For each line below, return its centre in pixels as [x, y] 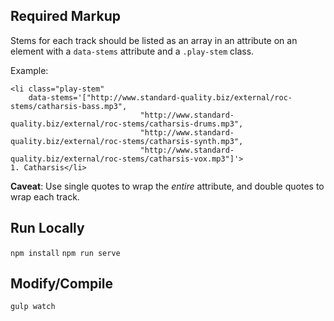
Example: [29, 70]
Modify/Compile [62, 284]
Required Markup [65, 16]
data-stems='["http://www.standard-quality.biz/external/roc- [160, 97]
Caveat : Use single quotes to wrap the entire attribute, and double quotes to [167, 186]
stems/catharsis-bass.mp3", [69, 106]
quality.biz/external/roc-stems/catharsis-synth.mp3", [127, 141]
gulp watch [33, 307]
